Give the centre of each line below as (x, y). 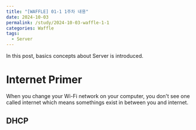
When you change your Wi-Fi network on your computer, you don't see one (98, 96)
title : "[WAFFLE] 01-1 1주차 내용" (47, 12)
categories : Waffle (30, 28)
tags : (13, 34)
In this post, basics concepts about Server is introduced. (75, 56)
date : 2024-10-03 (27, 17)
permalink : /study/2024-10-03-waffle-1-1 (58, 22)
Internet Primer (44, 80)
